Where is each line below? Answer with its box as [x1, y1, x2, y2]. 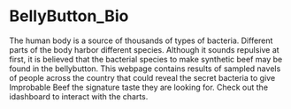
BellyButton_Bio [9, 6, 129, 26]
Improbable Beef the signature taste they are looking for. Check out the [9, 82, 268, 92]
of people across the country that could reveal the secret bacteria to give [9, 72, 276, 83]
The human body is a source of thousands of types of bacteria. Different [9, 35, 273, 46]
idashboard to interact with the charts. [9, 91, 149, 102]
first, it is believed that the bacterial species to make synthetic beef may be [9, 54, 283, 64]
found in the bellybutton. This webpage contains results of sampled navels [9, 63, 281, 74]
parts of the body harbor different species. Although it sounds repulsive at [9, 44, 280, 54]
